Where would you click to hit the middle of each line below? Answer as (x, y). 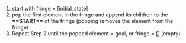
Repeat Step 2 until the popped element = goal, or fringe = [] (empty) (96, 34)
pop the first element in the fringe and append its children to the (90, 15)
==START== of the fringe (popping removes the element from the (92, 21)
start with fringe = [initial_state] (50, 9)
